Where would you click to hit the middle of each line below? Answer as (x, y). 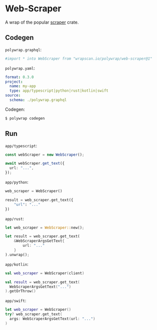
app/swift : (16, 300)
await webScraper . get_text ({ (35, 164)
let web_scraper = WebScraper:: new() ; (45, 228)
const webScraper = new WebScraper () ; (45, 155)
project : (14, 82)
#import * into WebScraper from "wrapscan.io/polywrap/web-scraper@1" (79, 59)
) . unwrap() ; (17, 255)
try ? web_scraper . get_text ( (34, 314)
